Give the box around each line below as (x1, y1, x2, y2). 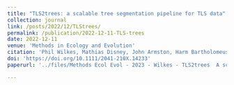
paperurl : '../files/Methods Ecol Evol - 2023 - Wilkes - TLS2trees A (7, 62, 219, 68)
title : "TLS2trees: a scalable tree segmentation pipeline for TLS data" (7, 10, 226, 17)
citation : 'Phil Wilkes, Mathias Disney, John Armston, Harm (7, 49, 189, 56)
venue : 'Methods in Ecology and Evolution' (7, 42, 136, 49)
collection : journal (7, 17, 68, 23)
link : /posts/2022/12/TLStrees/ (7, 23, 101, 30)
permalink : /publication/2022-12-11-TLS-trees (7, 29, 145, 37)
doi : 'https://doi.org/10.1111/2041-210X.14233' (7, 55, 151, 62)
